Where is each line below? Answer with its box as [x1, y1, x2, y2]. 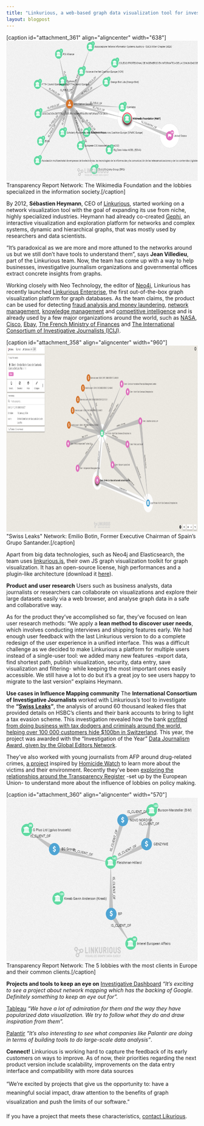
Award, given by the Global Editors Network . [6, 741, 117, 748]
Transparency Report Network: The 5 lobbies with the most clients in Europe [6, 962, 197, 969]
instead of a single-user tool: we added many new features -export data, [6, 652, 188, 659]
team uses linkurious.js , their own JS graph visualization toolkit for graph [6, 557, 188, 565]
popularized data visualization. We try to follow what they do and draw [6, 1011, 185, 1018]
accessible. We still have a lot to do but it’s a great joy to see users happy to [6, 671, 196, 678]
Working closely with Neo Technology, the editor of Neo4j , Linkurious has [6, 281, 191, 289]
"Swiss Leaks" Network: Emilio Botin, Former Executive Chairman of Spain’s [6, 532, 196, 540]
